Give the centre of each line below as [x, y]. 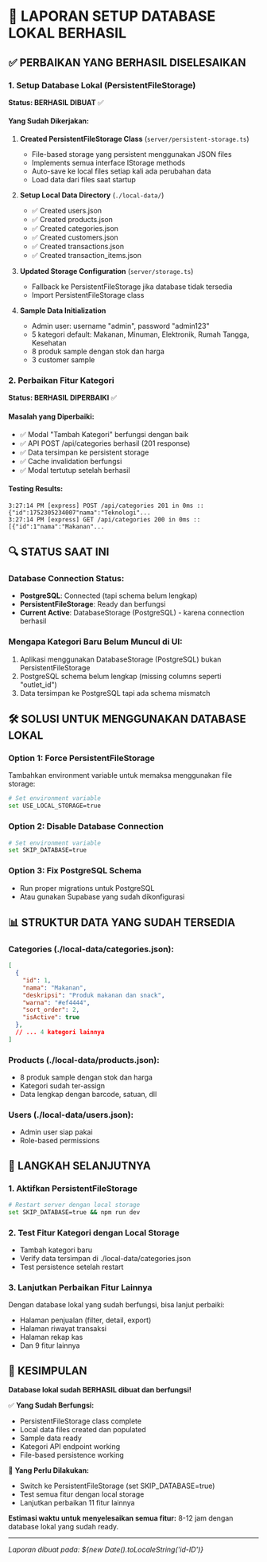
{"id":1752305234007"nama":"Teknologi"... [79, 513]
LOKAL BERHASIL [68, 33]
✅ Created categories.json [75, 228]
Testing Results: [36, 489]
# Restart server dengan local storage [74, 1205]
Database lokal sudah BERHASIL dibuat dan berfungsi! [100, 1390]
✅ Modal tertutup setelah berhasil [75, 470]
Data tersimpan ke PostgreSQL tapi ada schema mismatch [115, 693]
